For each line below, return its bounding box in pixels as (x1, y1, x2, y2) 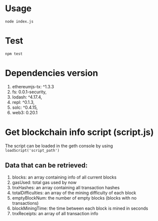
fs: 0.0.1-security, (12, 89, 47, 95)
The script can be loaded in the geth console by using (5, 142, 113, 149)
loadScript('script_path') (5, 148, 60, 153)
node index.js (5, 19, 34, 24)
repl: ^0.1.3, (12, 99, 35, 105)
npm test (5, 51, 23, 56)
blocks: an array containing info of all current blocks (12, 174, 117, 180)
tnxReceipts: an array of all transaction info (12, 210, 99, 216)
